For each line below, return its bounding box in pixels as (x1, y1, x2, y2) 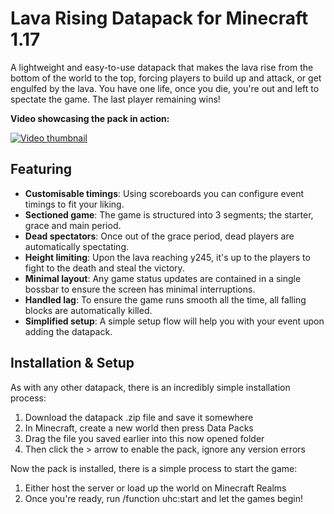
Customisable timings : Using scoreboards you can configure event (24, 187, 304, 199)
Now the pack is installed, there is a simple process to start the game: (10, 462, 298, 474)
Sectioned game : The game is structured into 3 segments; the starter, (24, 208, 314, 221)
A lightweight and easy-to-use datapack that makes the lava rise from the (10, 61, 314, 73)
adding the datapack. (24, 325, 113, 337)
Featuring (10, 161, 73, 178)
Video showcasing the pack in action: (10, 112, 170, 124)
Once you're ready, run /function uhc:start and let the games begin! (24, 492, 304, 504)
